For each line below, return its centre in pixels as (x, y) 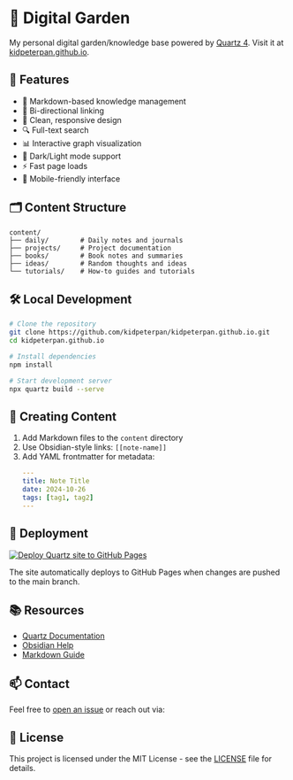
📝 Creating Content (63, 417)
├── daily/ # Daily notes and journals (96, 240)
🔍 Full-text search (56, 130)
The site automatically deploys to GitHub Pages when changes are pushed (145, 572)
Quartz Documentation (63, 636)
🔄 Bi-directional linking (63, 111)
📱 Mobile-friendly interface (71, 178)
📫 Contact (40, 684)
